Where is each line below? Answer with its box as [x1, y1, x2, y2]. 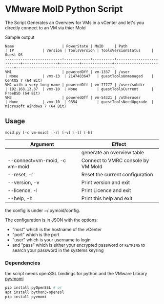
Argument [30, 140, 55, 147]
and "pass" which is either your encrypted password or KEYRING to [12, 242, 145, 248]
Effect [112, 140, 126, 147]
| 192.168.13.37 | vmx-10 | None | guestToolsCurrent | [5, 87, 154, 92]
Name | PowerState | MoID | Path [5, 44, 128, 48]
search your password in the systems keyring [12, 247, 104, 253]
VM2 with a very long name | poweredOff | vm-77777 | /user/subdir [5, 82, 145, 87]
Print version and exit [81, 179, 130, 186]
